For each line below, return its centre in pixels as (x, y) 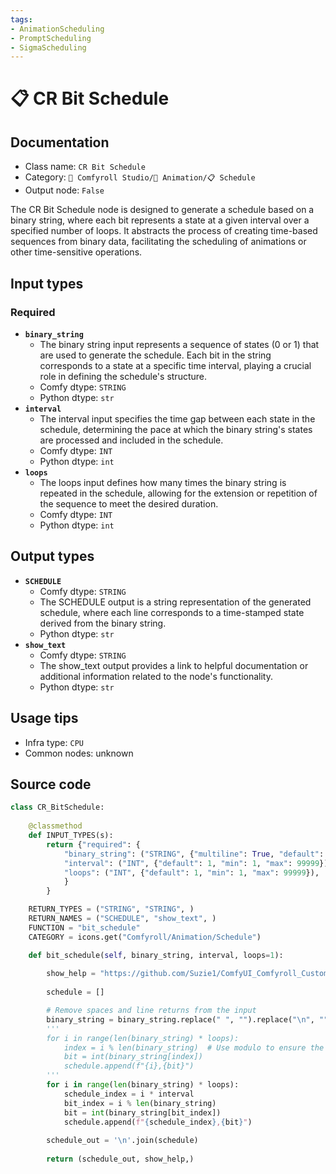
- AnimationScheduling (57, 29)
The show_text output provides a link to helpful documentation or (174, 665)
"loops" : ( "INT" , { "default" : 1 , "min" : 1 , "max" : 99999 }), (191, 872)
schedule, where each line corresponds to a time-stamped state (172, 612)
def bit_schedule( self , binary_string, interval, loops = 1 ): (156, 955)
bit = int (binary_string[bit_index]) (142, 1112)
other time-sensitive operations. (76, 252)
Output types (52, 556)
